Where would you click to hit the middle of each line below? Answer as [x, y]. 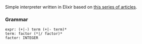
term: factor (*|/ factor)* [34, 34]
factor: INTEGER [22, 38]
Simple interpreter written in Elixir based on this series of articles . [71, 7]
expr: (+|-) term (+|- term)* [36, 29]
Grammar [17, 19]
